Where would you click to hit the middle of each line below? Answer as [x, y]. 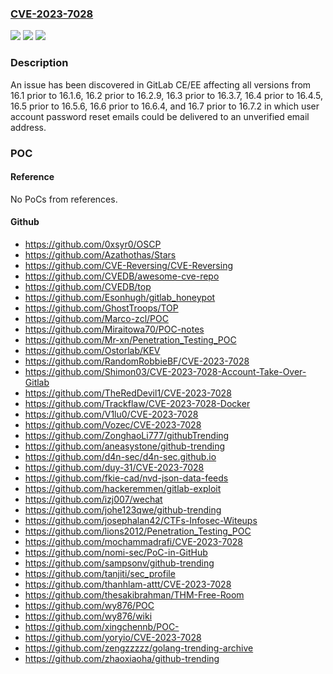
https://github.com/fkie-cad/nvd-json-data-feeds [126, 478]
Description [39, 63]
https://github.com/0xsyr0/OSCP [93, 244]
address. [28, 127]
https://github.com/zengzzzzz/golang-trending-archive [139, 648]
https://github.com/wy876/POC [89, 605]
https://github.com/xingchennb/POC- [102, 626]
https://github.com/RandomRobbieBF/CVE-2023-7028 [137, 361]
